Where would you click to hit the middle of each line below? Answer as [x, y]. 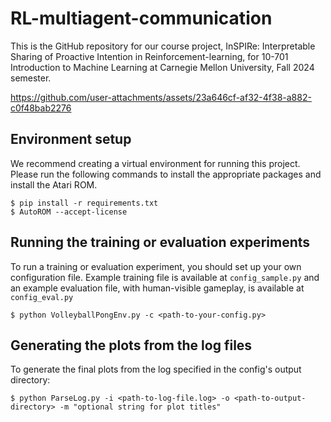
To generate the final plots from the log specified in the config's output [156, 369]
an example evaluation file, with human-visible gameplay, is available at [157, 288]
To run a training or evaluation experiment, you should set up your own [156, 266]
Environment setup [71, 139]
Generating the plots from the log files [131, 345]
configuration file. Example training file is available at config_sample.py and [165, 277]
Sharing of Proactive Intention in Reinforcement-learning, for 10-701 [149, 56]
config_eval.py [42, 297]
